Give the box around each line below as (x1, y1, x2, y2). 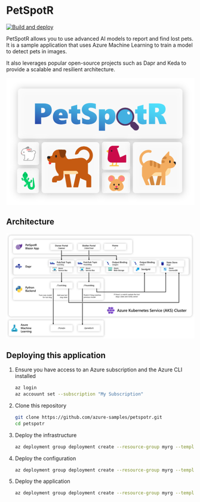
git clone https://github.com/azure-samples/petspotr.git (14, 414, 162, 420)
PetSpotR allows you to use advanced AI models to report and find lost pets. (6, 35, 194, 42)
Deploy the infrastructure (14, 431, 77, 439)
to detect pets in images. (6, 47, 67, 55)
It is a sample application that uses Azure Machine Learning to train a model (6, 41, 193, 49)
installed (14, 373, 36, 380)
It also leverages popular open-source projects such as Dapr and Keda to (6, 59, 187, 66)
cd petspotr (14, 421, 45, 427)
